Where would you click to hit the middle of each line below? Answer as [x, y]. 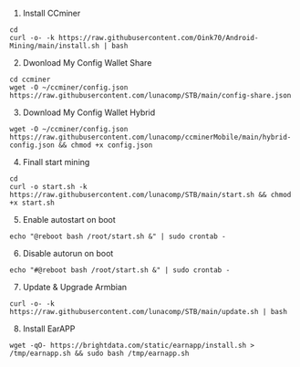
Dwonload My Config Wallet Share [87, 63]
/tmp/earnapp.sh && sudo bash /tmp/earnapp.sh [99, 353]
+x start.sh [32, 203]
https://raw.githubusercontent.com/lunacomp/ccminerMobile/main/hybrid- [150, 137]
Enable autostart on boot [69, 220]
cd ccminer [30, 79]
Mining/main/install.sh [55, 46]
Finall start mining [56, 162]
